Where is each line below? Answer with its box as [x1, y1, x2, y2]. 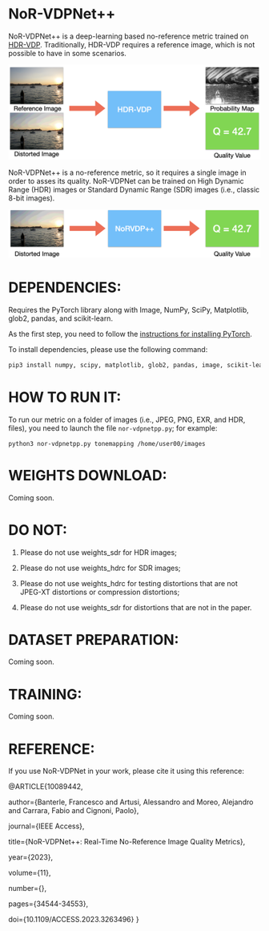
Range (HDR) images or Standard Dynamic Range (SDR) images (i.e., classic [8, 184, 260, 194]
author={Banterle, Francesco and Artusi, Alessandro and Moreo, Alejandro [8, 797, 254, 807]
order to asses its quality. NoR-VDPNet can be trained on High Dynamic [8, 176, 244, 185]
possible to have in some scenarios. [8, 48, 126, 58]
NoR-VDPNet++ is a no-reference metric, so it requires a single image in [8, 168, 247, 177]
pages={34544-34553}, [8, 899, 89, 909]
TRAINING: [8, 685, 82, 703]
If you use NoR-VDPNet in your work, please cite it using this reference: [8, 767, 244, 776]
